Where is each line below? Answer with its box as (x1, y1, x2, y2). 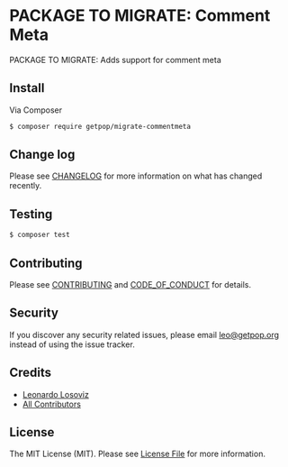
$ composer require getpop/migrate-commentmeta (9, 122, 192, 131)
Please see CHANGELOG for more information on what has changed (9, 170, 263, 181)
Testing (9, 206, 53, 222)
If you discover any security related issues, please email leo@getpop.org (9, 329, 280, 340)
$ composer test (9, 231, 70, 240)
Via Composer (9, 105, 63, 115)
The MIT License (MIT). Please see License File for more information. (9, 448, 265, 460)
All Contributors (22, 398, 81, 409)
